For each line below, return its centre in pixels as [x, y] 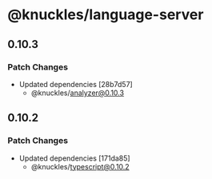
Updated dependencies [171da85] [74, 158]
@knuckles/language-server [106, 15]
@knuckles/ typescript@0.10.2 [80, 166]
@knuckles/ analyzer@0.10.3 [78, 93]
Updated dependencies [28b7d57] [76, 84]
